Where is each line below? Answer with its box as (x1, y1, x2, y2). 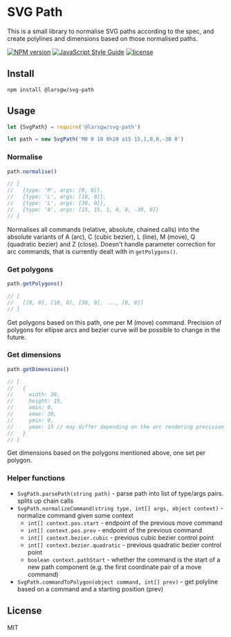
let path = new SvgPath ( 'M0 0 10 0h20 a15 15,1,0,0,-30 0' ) (7, 136, 185, 143)
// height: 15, (7, 397, 64, 405)
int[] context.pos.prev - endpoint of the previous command (27, 526, 203, 534)
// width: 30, (7, 391, 60, 398)
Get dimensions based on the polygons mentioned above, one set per (7, 449, 206, 457)
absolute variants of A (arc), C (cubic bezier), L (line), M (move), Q (7, 233, 196, 241)
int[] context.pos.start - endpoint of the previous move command (27, 519, 223, 527)
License (7, 605, 42, 617)
